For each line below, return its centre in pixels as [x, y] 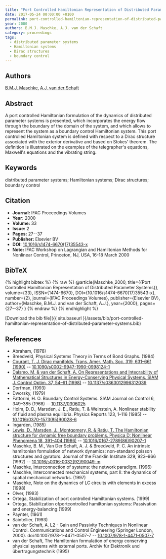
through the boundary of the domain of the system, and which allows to [78, 126]
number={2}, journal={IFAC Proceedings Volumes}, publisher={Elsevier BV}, [83, 298]
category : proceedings [28, 33]
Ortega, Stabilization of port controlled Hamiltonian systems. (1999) [81, 498]
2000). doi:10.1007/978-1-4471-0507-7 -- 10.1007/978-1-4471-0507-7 [83, 536]
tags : [11, 38]
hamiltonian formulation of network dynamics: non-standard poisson [82, 451]
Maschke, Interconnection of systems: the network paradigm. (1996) [82, 467]
